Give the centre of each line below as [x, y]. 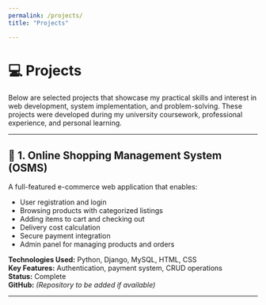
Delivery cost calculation [60, 227]
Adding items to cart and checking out [82, 219]
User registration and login [63, 202]
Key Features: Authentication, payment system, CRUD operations [116, 268]
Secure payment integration [65, 236]
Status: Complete [37, 276]
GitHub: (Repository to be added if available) [82, 285]
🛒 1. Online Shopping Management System [115, 155]
